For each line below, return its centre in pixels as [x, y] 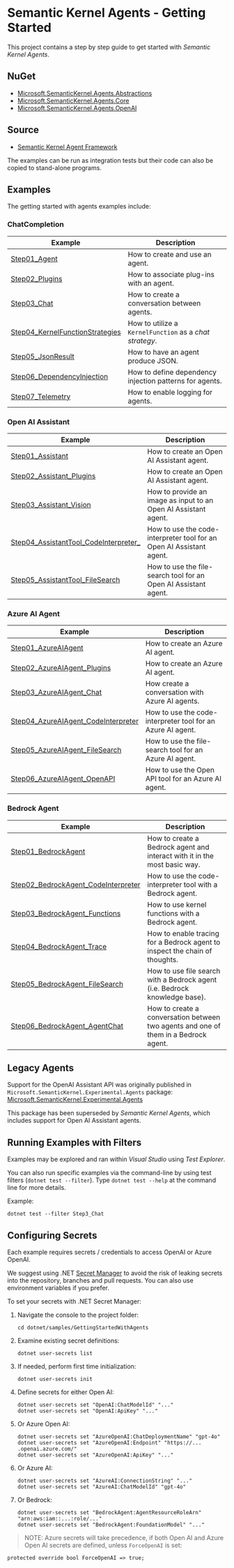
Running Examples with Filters [75, 1142]
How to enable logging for [170, 392]
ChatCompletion [36, 225]
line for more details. [37, 1188]
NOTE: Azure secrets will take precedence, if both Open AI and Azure [124, 1538]
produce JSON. [153, 361]
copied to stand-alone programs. [55, 167]
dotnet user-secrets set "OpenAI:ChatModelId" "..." [95, 1405]
